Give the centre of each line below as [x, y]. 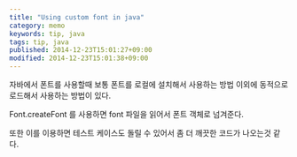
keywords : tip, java [47, 34]
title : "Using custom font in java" [77, 17]
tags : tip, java [39, 42]
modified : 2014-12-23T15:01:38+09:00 [79, 58]
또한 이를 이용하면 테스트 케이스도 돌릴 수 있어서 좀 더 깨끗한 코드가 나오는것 [141, 133]
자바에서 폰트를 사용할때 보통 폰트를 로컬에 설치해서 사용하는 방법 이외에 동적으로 [149, 84]
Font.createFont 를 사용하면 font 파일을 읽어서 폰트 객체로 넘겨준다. [126, 114]
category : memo [37, 26]
